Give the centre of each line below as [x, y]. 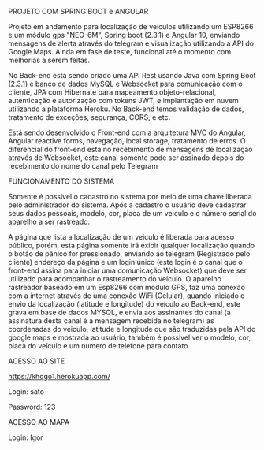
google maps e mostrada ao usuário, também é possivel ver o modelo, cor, [130, 337]
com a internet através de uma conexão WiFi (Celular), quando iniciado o [126, 296]
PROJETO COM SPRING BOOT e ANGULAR [78, 11]
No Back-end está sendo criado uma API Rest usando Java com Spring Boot [132, 75]
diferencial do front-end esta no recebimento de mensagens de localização [131, 149]
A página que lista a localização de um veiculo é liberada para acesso [121, 237]
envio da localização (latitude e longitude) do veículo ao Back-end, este [125, 304]
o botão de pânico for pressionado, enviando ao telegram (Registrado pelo [129, 254]
